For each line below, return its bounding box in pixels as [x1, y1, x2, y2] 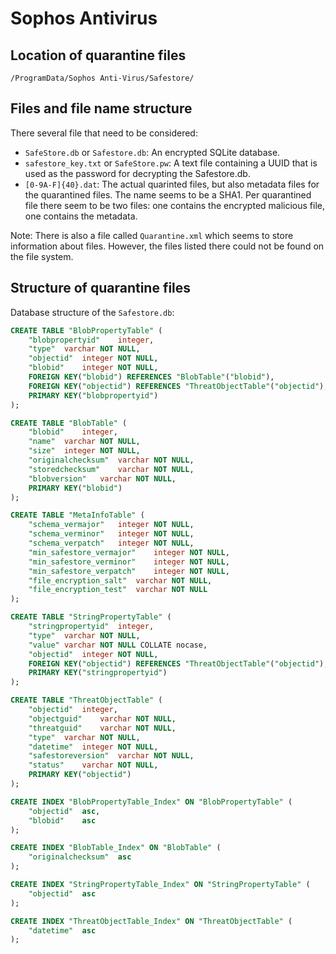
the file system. [10, 250, 74, 262]
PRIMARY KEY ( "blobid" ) [28, 483, 123, 493]
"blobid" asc [28, 815, 97, 826]
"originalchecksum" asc [28, 852, 132, 862]
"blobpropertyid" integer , [28, 335, 155, 345]
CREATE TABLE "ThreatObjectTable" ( [10, 695, 163, 706]
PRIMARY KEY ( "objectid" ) [28, 770, 132, 780]
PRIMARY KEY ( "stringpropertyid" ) [28, 668, 168, 678]
